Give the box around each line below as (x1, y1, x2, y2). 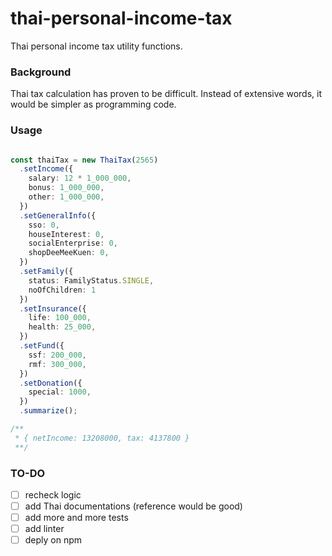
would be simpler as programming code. (10, 98, 177, 111)
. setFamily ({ (19, 267, 74, 277)
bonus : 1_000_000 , (28, 183, 105, 193)
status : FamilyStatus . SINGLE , (28, 275, 155, 286)
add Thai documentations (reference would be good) (24, 500, 243, 512)
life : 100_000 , (28, 313, 92, 323)
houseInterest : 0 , (28, 229, 105, 239)
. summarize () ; (19, 406, 78, 416)
